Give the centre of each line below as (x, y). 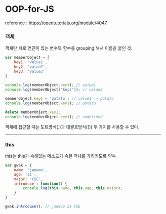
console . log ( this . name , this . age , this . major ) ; (73, 188)
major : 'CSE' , (28, 179)
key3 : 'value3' (30, 71)
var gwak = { (19, 166)
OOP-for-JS (30, 9)
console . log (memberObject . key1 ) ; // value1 (51, 85)
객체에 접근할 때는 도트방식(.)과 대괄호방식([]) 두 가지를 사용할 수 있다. (72, 127)
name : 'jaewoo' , (31, 170)
